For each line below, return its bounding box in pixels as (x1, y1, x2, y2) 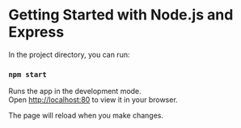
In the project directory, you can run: (8, 49, 130, 59)
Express (8, 23, 65, 41)
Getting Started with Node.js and (8, 6, 234, 24)
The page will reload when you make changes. (8, 111, 164, 121)
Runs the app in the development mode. (8, 87, 142, 96)
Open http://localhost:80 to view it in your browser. (8, 95, 178, 105)
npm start (8, 70, 47, 79)
